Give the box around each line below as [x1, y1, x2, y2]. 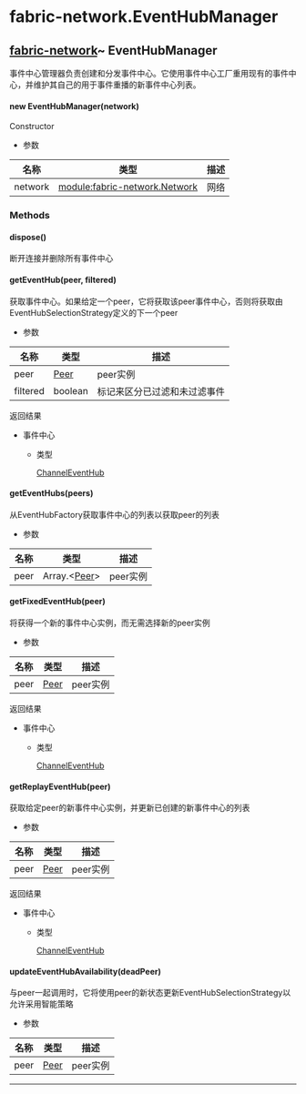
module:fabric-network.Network [57, 180, 199, 193]
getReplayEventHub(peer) [9, 781, 111, 792]
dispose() [9, 231, 47, 242]
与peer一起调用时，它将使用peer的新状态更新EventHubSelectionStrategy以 [9, 988, 291, 998]
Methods [9, 209, 50, 222]
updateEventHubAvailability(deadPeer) [9, 966, 161, 977]
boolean [53, 384, 88, 397]
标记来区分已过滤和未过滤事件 [97, 385, 225, 398]
